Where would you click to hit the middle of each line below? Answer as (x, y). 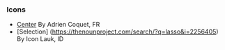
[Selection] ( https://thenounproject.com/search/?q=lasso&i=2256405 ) (117, 32)
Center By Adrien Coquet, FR (58, 25)
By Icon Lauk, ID (40, 39)
